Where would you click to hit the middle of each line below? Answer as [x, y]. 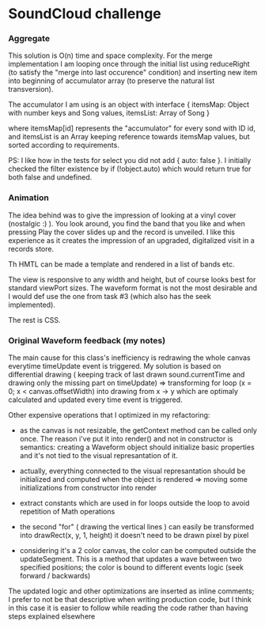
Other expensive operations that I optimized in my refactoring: [109, 415]
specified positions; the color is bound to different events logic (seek [131, 567]
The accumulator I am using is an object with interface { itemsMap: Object [129, 104]
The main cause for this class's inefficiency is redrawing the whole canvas [129, 358]
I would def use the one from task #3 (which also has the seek [110, 296]
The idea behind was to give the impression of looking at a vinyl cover [122, 215]
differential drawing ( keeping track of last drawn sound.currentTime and [127, 375]
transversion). [31, 89]
